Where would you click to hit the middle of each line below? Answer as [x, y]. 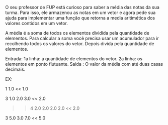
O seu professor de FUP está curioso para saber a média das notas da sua [82, 7]
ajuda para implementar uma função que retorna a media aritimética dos [80, 18]
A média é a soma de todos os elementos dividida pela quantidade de [77, 33]
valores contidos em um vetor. [36, 23]
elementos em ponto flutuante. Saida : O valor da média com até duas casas [84, 64]
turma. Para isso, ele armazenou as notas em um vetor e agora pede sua [80, 13]
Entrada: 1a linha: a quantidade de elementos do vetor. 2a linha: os [74, 59]
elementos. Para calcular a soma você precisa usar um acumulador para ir [82, 38]
